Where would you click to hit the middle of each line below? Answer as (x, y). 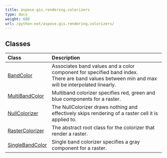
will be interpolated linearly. (84, 85)
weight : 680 (17, 19)
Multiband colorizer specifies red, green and (104, 93)
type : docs (16, 14)
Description (66, 58)
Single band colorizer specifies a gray (96, 142)
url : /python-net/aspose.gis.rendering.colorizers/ (60, 24)
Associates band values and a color (93, 66)
